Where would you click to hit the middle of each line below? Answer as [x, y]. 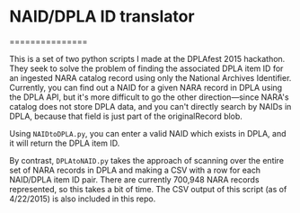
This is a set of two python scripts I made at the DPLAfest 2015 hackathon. [147, 58]
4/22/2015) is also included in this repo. [83, 199]
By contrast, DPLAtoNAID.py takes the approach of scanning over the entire [147, 160]
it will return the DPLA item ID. [65, 143]
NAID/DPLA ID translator [102, 17]
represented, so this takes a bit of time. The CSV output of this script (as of [148, 189]
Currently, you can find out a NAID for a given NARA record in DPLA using [146, 87]
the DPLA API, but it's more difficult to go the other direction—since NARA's [149, 97]
